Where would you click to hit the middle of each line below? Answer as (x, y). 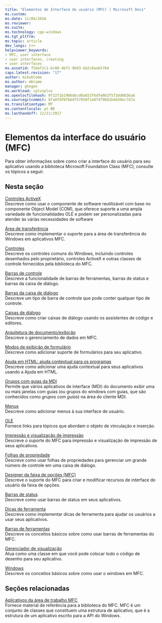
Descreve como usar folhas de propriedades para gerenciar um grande (76, 460)
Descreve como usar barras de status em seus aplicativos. (63, 499)
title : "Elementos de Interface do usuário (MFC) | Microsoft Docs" (75, 9)
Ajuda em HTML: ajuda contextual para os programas (58, 361)
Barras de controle (23, 273)
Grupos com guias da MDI (31, 381)
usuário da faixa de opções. (33, 485)
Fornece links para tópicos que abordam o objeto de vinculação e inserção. (80, 426)
